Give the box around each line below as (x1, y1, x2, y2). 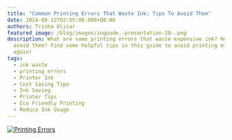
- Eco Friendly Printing (13, 100, 85, 107)
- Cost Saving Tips (13, 81, 70, 88)
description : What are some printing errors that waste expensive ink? (7, 36, 217, 43)
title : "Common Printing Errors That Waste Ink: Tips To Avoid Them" (7, 10, 212, 17)
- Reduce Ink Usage (13, 106, 70, 113)
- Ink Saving (13, 87, 51, 94)
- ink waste (13, 61, 48, 68)
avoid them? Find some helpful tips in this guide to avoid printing (13, 42, 217, 49)
